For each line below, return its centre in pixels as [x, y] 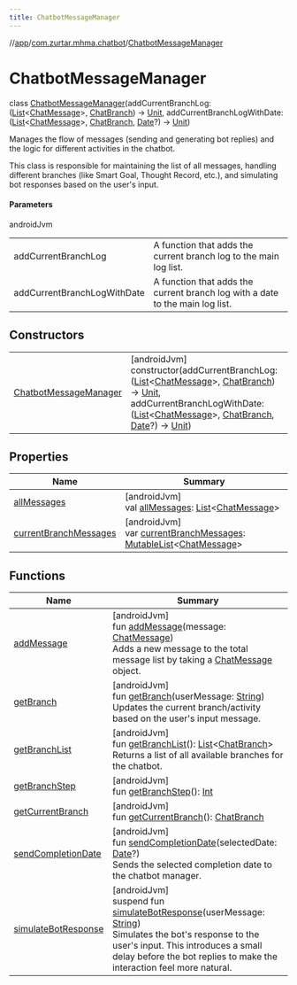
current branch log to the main [217, 256]
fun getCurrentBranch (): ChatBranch [188, 818]
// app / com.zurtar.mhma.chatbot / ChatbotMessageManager [116, 43]
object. [126, 671]
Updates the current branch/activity [186, 708]
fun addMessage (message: [169, 627]
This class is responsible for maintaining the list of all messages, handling [143, 166]
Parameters [31, 205]
